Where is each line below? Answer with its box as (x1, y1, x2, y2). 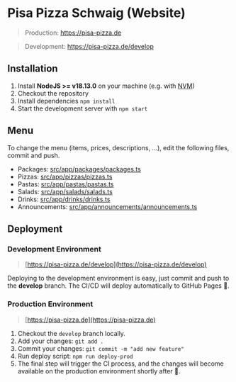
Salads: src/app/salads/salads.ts (17, 187, 113, 196)
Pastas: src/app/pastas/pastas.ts (17, 179, 115, 189)
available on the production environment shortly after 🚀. (17, 366, 181, 375)
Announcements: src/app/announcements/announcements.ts (17, 202, 198, 210)
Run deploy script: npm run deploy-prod (17, 352, 133, 360)
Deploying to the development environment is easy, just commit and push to (7, 274, 230, 283)
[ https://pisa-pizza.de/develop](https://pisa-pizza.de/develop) (24, 260, 207, 269)
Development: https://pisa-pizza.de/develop (24, 42, 154, 50)
